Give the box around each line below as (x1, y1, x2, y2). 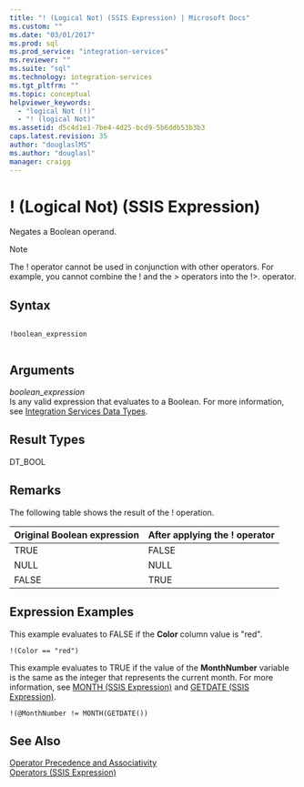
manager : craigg (9, 156, 71, 166)
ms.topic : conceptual (9, 89, 92, 98)
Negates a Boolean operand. (9, 227, 117, 237)
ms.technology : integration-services (9, 73, 153, 82)
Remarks (9, 483, 62, 499)
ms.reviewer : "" (9, 55, 71, 65)
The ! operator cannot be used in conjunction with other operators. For (9, 261, 275, 273)
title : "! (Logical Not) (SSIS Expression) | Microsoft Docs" (9, 13, 250, 23)
